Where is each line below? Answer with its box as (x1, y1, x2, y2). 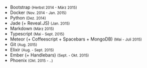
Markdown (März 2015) (10, 25, 54, 31)
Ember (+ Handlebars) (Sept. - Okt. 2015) (10, 52, 89, 58)
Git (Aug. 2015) (10, 41, 38, 47)
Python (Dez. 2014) (10, 15, 46, 20)
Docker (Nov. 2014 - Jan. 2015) (10, 9, 67, 15)
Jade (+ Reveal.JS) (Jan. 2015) (10, 20, 70, 26)
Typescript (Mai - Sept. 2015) (10, 31, 65, 36)
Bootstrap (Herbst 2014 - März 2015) (10, 4, 77, 10)
